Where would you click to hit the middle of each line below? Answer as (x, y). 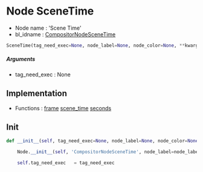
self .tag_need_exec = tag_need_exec (66, 163)
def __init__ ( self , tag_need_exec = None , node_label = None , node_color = (97, 141)
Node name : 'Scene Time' (48, 28)
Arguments (21, 59)
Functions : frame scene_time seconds (63, 108)
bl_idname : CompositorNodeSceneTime (65, 34)
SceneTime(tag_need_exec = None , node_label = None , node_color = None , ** (96, 45)
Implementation (37, 94)
